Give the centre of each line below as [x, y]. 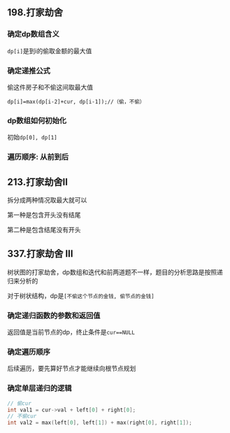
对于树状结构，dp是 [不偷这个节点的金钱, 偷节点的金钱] [81, 295]
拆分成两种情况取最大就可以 [47, 200]
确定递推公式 [29, 71]
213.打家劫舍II [38, 182]
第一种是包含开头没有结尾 [44, 215]
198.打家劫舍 [35, 13]
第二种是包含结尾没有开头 [44, 230]
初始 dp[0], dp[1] [32, 137]
